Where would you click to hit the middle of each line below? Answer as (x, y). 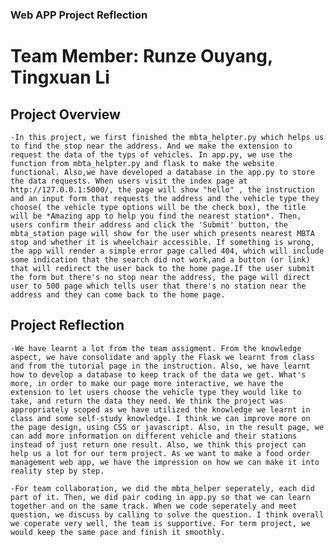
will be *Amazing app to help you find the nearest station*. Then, (156, 216)
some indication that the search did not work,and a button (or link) (160, 259)
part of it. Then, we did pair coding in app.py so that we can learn (160, 497)
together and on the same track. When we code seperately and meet (154, 506)
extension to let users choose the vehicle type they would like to (156, 392)
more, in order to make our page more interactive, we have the (147, 383)
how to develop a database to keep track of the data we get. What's (158, 374)
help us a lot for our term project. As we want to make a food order (160, 453)
